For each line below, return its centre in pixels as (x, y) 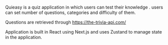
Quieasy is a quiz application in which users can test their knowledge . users (84, 7)
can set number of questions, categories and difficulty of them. (70, 12)
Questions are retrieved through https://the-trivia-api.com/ (66, 22)
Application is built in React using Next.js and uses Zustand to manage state (83, 32)
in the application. (24, 37)
